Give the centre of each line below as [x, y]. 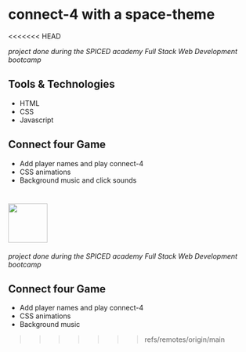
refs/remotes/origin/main [185, 339]
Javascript [36, 120]
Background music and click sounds [78, 180]
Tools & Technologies [62, 84]
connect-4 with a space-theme [112, 15]
